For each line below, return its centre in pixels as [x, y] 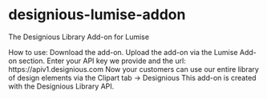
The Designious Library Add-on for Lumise [79, 37]
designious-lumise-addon [97, 15]
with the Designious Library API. [61, 86]
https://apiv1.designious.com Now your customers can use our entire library [133, 69]
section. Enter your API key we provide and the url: [102, 61]
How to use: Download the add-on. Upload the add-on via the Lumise [123, 52]
